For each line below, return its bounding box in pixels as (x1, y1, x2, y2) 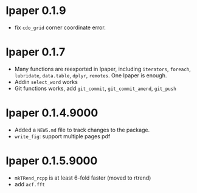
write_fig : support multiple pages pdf (14, 132, 111, 140)
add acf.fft (14, 180, 45, 188)
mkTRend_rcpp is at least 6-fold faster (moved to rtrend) (14, 174, 151, 181)
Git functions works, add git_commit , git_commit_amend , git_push (14, 85, 177, 92)
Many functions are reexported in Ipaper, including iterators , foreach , (14, 65, 191, 72)
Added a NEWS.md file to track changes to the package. (14, 126, 150, 133)
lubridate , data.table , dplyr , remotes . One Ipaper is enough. (14, 71, 167, 79)
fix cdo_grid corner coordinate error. (14, 24, 106, 31)
